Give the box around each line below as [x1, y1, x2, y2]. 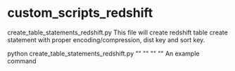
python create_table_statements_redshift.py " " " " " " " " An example [7, 49, 200, 58]
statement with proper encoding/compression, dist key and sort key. [7, 35, 205, 44]
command [7, 56, 37, 65]
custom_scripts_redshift [7, 5, 153, 21]
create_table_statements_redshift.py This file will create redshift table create [7, 28, 229, 37]
